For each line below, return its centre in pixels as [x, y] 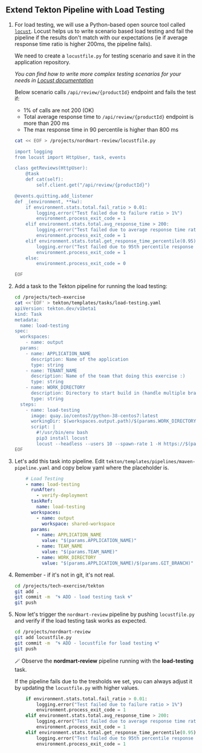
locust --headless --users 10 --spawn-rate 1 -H [99, 444]
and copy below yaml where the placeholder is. [110, 467]
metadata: [27, 320]
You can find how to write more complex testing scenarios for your [98, 74]
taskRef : [42, 501]
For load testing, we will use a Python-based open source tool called [100, 24]
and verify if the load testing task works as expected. [80, 621]
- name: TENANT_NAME [51, 370]
